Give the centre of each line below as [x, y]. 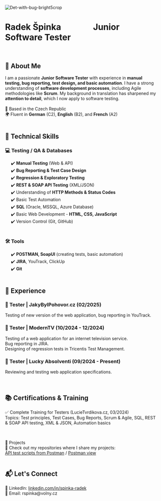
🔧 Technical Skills [32, 137]
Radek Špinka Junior [62, 27]
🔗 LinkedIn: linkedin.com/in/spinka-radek [46, 488]
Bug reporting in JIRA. [27, 343]
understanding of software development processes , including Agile [73, 88]
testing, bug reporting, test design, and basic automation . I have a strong [79, 83]
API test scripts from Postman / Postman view [51, 453]
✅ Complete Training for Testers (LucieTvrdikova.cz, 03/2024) [67, 412]
